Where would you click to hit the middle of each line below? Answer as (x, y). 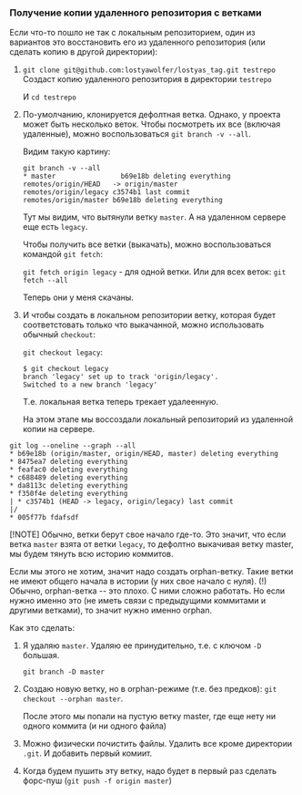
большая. (41, 656)
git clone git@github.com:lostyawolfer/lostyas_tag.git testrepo (149, 70)
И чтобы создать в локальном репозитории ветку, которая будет (149, 315)
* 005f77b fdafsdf (44, 518)
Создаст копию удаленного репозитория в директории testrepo (147, 79)
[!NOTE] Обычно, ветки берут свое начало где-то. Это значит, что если (148, 534)
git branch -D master (63, 672)
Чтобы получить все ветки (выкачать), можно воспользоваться (146, 244)
